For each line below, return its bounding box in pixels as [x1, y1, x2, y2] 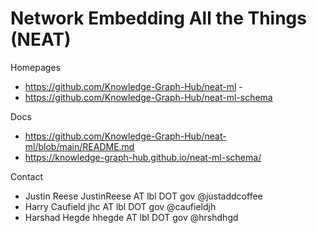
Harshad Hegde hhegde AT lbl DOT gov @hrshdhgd [24, 211, 239, 223]
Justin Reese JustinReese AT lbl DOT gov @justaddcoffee [24, 190, 263, 202]
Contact [10, 170, 43, 182]
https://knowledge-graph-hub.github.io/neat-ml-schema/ [24, 151, 262, 163]
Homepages [10, 61, 61, 73]
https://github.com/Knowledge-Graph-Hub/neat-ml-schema [24, 91, 273, 103]
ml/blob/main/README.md [24, 140, 135, 152]
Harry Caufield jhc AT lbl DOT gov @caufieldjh [24, 200, 217, 212]
